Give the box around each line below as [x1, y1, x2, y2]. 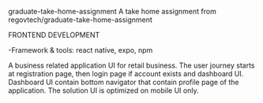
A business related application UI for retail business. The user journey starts [8, 61, 255, 70]
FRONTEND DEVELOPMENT [8, 31, 100, 39]
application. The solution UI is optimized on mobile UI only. [8, 86, 199, 95]
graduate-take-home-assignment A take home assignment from [8, 7, 217, 16]
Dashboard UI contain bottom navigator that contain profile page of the [8, 78, 239, 86]
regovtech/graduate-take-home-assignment [8, 15, 152, 24]
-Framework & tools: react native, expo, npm [8, 46, 153, 54]
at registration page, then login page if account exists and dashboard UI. [8, 69, 244, 78]
